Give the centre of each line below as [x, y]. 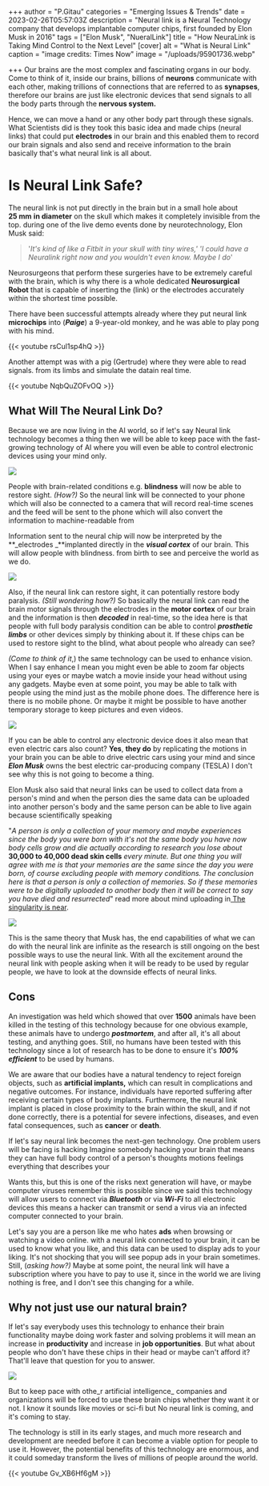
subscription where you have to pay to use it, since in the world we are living [134, 1274]
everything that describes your [59, 1166]
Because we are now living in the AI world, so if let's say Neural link [119, 430]
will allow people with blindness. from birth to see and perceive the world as [134, 552]
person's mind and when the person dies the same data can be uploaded [129, 798]
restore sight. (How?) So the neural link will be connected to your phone [127, 495]
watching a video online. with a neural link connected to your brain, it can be [134, 1239]
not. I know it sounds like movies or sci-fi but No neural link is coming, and [131, 1408]
